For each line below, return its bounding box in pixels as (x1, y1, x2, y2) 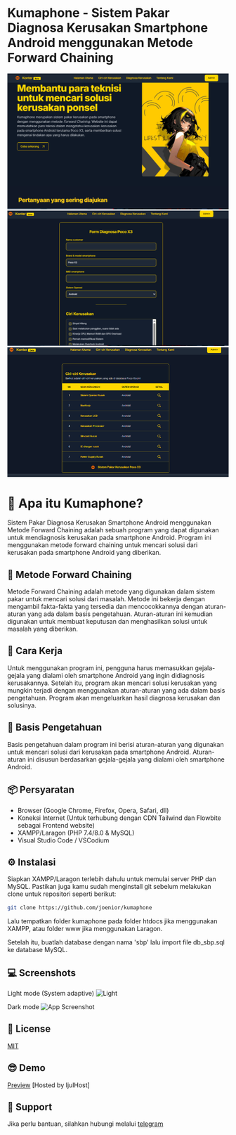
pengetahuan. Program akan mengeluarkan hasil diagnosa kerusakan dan (7, 693, 221, 702)
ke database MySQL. (7, 946, 68, 954)
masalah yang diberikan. (7, 624, 79, 634)
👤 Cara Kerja (7, 645, 63, 657)
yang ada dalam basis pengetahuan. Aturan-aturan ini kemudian (27, 610, 213, 618)
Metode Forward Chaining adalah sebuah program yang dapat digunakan (7, 526, 219, 534)
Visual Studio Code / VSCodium (17, 835, 110, 845)
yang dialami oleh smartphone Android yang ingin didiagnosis (26, 671, 205, 679)
